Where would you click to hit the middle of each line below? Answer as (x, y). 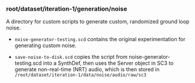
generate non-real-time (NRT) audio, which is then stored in (87, 69)
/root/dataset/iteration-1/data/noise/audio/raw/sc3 (80, 75)
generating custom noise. (46, 45)
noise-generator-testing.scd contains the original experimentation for (100, 39)
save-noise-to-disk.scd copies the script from (71, 57)
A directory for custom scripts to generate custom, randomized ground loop (98, 22)
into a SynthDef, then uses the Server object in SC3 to (108, 63)
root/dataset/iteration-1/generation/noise (67, 9)
